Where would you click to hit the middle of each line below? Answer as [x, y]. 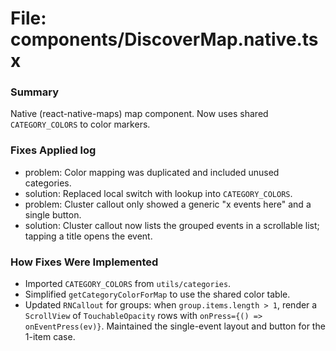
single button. [53, 214]
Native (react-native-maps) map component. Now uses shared [139, 114]
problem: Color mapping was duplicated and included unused [152, 172]
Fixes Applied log [53, 150]
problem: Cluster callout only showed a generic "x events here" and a [168, 204]
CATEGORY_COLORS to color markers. [80, 124]
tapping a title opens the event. [88, 236]
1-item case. [50, 337]
